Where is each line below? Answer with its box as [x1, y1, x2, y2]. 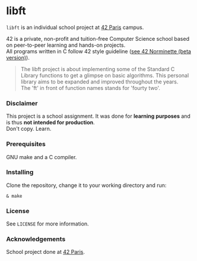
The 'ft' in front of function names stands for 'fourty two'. [20, 84, 161, 91]
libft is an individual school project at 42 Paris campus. [6, 24, 144, 31]
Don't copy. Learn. [6, 125, 52, 133]
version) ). [6, 54, 30, 61]
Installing [6, 168, 34, 176]
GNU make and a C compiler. [6, 153, 77, 160]
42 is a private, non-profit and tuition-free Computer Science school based [6, 35, 190, 42]
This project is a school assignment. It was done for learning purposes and [6, 112, 191, 120]
